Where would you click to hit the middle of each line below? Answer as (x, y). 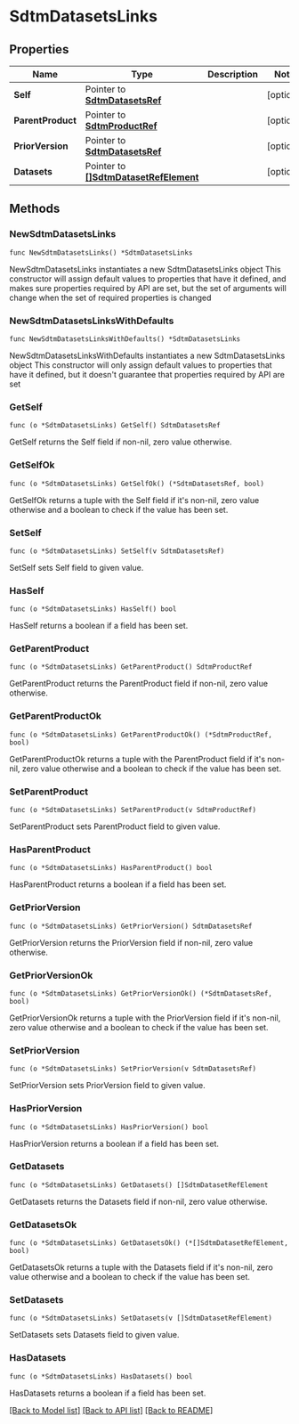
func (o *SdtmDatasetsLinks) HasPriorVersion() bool (109, 1127)
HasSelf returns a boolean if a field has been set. (99, 626)
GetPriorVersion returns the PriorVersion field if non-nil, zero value (131, 942)
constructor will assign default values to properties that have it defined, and (148, 279)
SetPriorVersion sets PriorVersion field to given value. (108, 1086)
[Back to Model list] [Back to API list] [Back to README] (111, 1410)
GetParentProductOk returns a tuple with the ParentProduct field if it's (137, 759)
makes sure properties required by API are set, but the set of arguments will (148, 288)
